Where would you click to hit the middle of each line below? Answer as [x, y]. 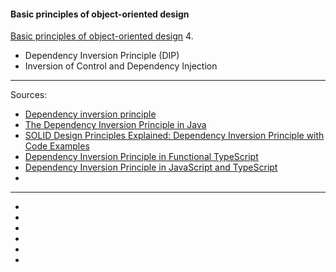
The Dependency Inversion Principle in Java [115, 125]
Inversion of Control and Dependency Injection [121, 66]
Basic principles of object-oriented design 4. [102, 36]
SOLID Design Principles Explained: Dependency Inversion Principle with [174, 136]
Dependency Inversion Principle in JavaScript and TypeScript [151, 167]
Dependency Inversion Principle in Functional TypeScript [141, 157]
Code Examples [57, 146]
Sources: [29, 95]
